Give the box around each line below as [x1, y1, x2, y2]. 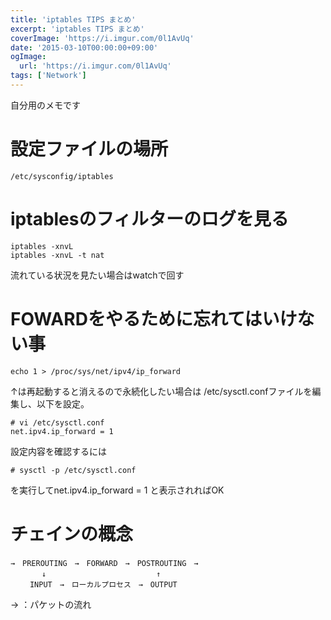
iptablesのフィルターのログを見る [10, 208, 289, 230]
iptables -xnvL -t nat [10, 250, 105, 260]
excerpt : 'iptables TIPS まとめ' [10, 24, 145, 34]
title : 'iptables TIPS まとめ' [10, 14, 137, 25]
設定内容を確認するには [10, 445, 107, 457]
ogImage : [10, 52, 47, 62]
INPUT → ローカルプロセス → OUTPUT [29, 579, 178, 590]
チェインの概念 [10, 522, 134, 545]
